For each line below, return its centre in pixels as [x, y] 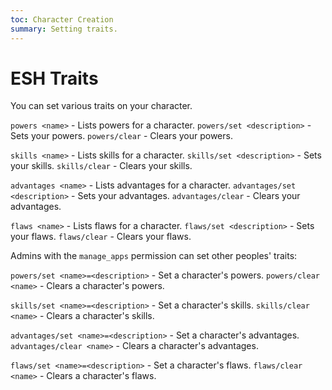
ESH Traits [54, 78]
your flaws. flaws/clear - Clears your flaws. [101, 237]
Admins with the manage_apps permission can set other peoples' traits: [154, 256]
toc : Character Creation [62, 19]
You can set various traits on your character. [101, 106]
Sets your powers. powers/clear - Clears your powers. [121, 136]
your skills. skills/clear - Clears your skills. [101, 166]
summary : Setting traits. [64, 29]
